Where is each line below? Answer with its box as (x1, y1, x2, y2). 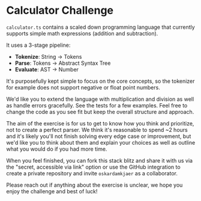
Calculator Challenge (6, 4, 114, 17)
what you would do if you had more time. (6, 145, 107, 152)
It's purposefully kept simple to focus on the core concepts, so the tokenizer (6, 77, 195, 85)
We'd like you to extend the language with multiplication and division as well (6, 95, 194, 103)
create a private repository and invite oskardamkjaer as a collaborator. (6, 169, 178, 177)
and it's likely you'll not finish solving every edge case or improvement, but (6, 133, 191, 140)
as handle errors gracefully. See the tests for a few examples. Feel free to (6, 101, 188, 109)
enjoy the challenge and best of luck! (6, 187, 98, 195)
